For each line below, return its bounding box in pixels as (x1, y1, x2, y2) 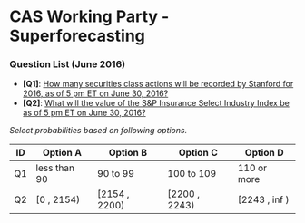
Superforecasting (9, 25, 145, 46)
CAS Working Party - (9, 6, 170, 27)
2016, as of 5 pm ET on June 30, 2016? (22, 88, 169, 99)
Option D (244, 147, 284, 160)
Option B (108, 147, 148, 160)
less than (35, 161, 75, 174)
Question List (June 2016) (9, 58, 125, 71)
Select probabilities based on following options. (9, 125, 188, 136)
